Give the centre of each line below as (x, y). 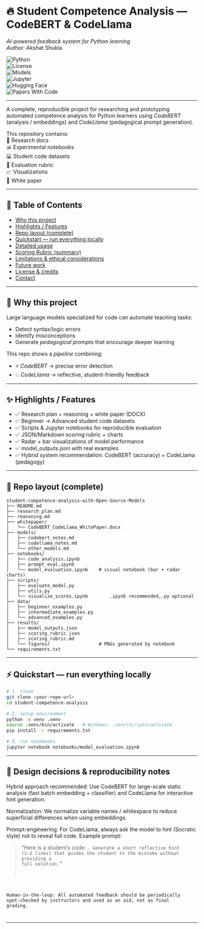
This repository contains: (37, 133)
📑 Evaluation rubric (30, 164)
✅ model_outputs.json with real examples (67, 448)
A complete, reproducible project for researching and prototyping (88, 109)
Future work (30, 265)
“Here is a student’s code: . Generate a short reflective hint (100, 847)
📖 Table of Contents (44, 205)
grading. (17, 905)
